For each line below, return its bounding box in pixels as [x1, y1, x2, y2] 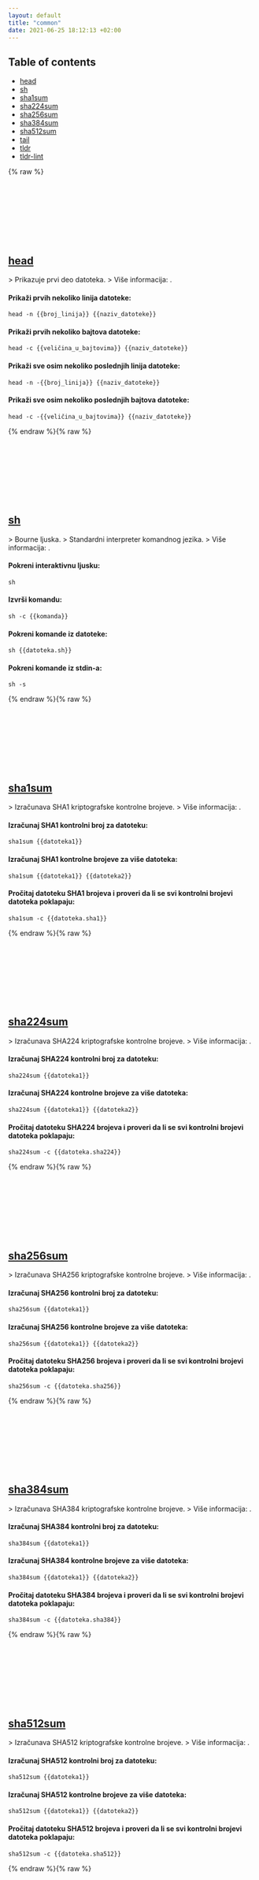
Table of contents [8, 55, 96, 69]
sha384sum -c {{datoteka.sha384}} [8, 1616, 122, 1624]
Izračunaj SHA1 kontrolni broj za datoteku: [8, 820, 148, 830]
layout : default [8, 11, 61, 20]
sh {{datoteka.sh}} [8, 647, 72, 655]
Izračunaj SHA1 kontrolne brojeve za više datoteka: [8, 855, 178, 864]
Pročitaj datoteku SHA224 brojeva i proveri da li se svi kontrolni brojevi [8, 1122, 244, 1132]
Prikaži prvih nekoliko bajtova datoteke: [8, 326, 141, 336]
